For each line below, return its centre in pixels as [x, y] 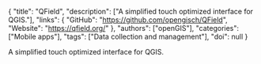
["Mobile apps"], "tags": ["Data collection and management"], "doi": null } [128, 36]
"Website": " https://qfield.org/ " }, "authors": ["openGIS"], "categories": [124, 28]
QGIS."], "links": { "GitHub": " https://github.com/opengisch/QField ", [118, 20]
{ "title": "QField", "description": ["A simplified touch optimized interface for [131, 11]
